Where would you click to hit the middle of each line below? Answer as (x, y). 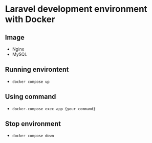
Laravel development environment (76, 9)
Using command (31, 97)
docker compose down (33, 136)
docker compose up (31, 82)
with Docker (30, 19)
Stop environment (33, 124)
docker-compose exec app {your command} (54, 109)
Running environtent (37, 70)
